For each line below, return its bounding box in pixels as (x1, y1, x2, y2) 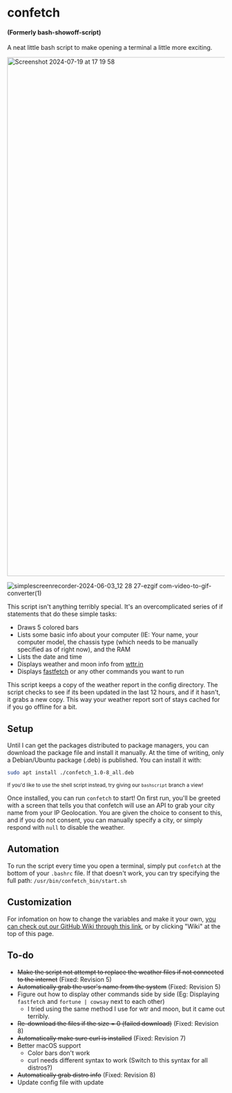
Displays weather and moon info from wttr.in (17, 660, 144, 669)
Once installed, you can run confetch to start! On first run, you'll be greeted (7, 794, 221, 803)
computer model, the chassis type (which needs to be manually (17, 638, 198, 646)
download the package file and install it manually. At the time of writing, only (7, 749, 224, 757)
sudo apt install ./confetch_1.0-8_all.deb (7, 769, 135, 776)
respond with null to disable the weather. (7, 823, 126, 832)
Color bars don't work (27, 1049, 90, 1057)
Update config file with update (17, 1078, 104, 1086)
